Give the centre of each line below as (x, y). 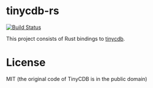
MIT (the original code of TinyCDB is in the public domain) (77, 79)
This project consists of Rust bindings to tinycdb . (66, 38)
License (26, 63)
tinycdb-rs (33, 11)
